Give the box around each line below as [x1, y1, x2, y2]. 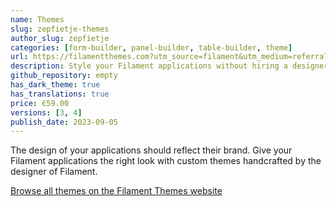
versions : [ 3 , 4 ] [10, 107, 83, 118]
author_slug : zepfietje [10, 33, 110, 43]
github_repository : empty [10, 71, 118, 81]
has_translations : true [10, 89, 110, 99]
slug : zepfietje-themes [10, 24, 110, 34]
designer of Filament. [10, 166, 98, 178]
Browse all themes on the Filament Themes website [10, 185, 223, 197]
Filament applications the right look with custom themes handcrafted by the [10, 155, 322, 167]
